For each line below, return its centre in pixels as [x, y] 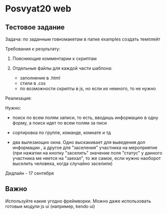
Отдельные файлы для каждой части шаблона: [62, 68]
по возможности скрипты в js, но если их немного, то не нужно [88, 88]
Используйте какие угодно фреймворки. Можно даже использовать [78, 201]
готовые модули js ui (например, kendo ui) [50, 206]
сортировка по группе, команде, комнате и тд [62, 132]
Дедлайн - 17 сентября [29, 173]
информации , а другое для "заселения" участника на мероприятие [85, 147]
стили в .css [33, 83]
